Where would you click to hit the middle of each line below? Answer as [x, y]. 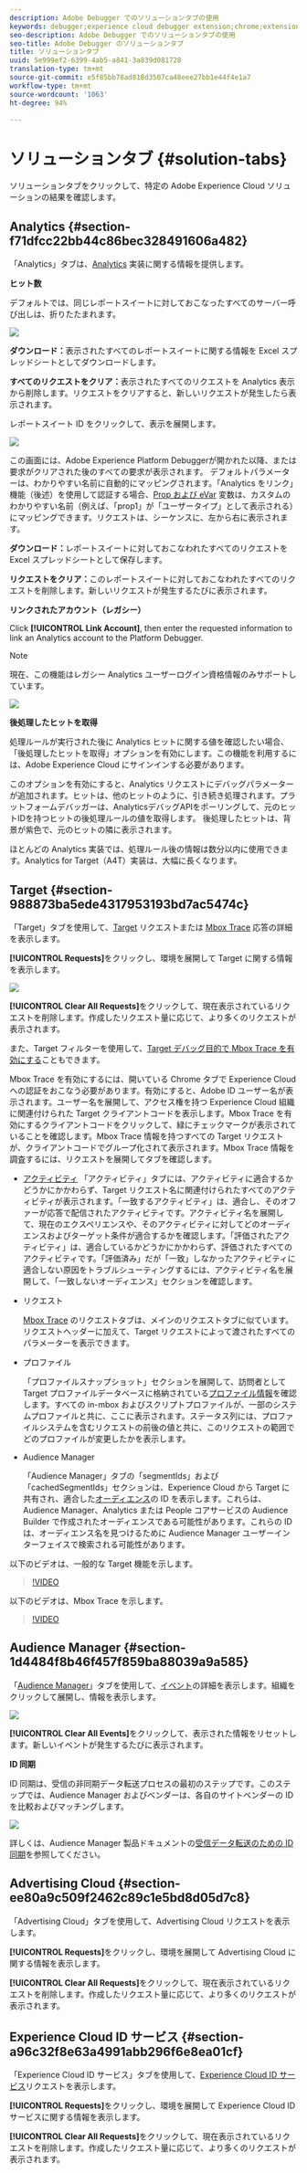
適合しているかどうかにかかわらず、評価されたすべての [189, 1247]
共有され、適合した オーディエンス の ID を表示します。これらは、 [144, 1498]
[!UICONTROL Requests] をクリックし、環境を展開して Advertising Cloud [148, 1952]
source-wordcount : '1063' [58, 94]
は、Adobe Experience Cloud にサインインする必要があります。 [129, 765]
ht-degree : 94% [38, 103]
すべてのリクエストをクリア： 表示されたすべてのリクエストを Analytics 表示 [152, 382]
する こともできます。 [65, 1060]
